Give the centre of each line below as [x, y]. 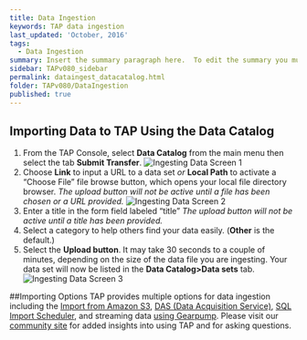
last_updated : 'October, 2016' [69, 35]
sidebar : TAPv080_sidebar [58, 69]
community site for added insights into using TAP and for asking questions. [151, 325]
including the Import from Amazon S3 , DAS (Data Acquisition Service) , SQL [151, 306]
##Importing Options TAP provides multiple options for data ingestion [140, 296]
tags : [20, 43]
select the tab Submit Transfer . [82, 163]
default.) [38, 240]
